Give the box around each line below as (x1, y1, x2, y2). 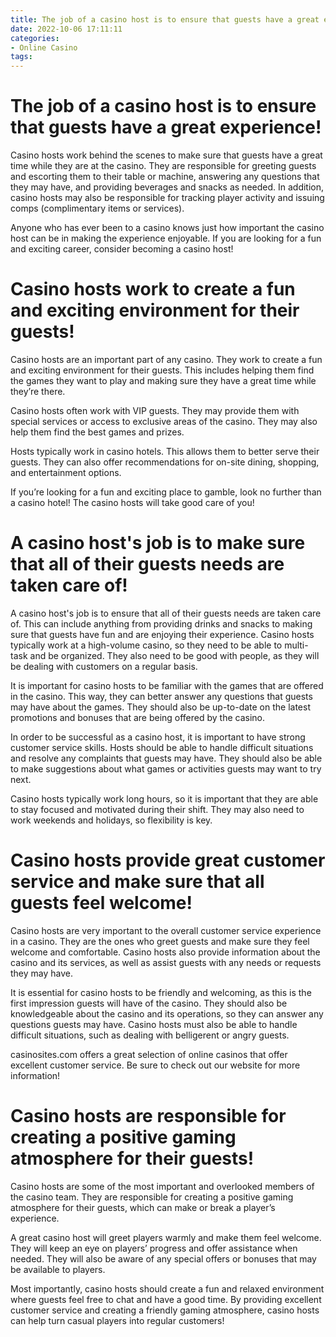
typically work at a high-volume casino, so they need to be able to (10, 639, 283, 651)
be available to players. (10, 1263, 106, 1275)
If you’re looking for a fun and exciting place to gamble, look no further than (10, 486, 322, 498)
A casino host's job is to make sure (10, 532, 306, 555)
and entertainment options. (10, 467, 122, 478)
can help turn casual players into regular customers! (10, 1314, 225, 1326)
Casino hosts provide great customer (10, 849, 326, 872)
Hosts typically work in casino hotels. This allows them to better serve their (10, 446, 320, 457)
